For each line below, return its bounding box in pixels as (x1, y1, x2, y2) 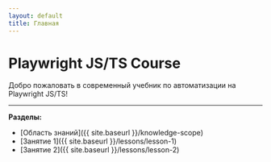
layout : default (8, 11, 63, 20)
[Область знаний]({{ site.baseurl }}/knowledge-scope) (19, 128, 204, 138)
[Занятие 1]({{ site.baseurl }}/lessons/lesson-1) (19, 136, 177, 146)
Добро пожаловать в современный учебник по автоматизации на (8, 81, 236, 90)
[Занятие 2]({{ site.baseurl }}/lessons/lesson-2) (19, 145, 180, 155)
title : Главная (8, 19, 60, 27)
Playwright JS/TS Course (8, 54, 181, 73)
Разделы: (8, 112, 43, 122)
